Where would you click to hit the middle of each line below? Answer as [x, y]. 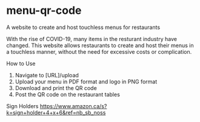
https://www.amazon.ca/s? [73, 106]
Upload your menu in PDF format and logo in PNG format [86, 82]
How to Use [21, 63]
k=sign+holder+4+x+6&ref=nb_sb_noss [56, 112]
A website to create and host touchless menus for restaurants [83, 27]
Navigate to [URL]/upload [47, 75]
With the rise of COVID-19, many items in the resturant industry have [92, 39]
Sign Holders [22, 106]
